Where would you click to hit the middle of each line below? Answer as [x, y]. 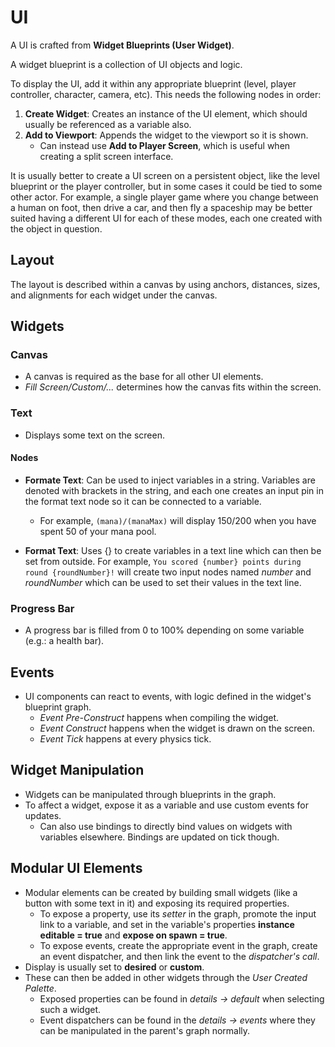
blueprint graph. [58, 707]
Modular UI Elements [76, 868]
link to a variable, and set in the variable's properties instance [167, 924]
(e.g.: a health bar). [64, 641]
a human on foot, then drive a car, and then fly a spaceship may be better [161, 207]
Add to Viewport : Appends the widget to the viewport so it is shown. [166, 135]
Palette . [40, 988]
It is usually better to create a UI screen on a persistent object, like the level [165, 175]
